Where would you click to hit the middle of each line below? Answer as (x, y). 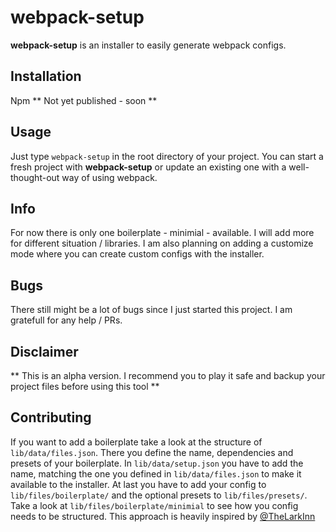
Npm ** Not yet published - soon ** (84, 100)
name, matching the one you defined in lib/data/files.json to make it (156, 473)
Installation (46, 76)
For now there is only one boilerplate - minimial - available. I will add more (162, 233)
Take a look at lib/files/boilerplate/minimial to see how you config (154, 505)
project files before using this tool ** (85, 386)
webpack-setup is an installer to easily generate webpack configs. (148, 45)
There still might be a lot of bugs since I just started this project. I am (151, 310)
